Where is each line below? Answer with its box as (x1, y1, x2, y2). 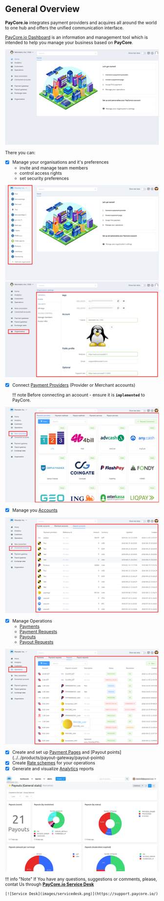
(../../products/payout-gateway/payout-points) (12, 755, 105, 761)
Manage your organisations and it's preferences (12, 159, 109, 165)
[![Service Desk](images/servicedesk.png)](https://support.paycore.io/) (5, 892, 159, 897)
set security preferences (19, 175, 69, 181)
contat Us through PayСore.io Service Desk (5, 881, 94, 887)
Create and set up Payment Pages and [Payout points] (12, 749, 122, 755)
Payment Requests (19, 628, 58, 634)
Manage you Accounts (12, 508, 58, 513)
